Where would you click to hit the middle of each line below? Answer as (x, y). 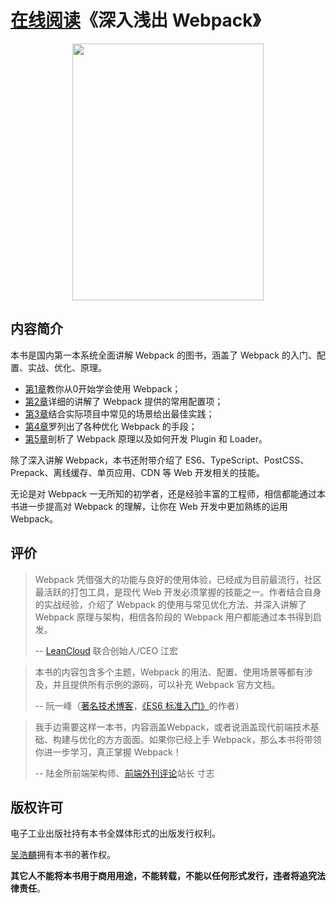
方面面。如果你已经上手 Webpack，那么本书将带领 (217, 739)
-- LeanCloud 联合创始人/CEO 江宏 (106, 650)
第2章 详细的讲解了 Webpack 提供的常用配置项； (124, 401)
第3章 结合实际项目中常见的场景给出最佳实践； (119, 413)
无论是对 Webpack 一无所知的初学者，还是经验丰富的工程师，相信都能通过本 (168, 493)
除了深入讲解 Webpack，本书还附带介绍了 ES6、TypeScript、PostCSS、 (160, 460)
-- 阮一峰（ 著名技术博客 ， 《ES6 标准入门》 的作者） (139, 705)
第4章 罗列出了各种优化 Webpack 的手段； (111, 426)
